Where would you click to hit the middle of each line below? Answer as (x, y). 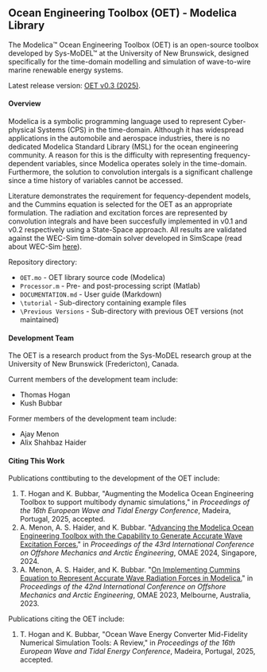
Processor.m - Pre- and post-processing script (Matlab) (110, 286)
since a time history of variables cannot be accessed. (96, 181)
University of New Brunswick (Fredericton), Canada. (94, 364)
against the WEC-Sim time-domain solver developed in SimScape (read (125, 239)
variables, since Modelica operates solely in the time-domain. (146, 164)
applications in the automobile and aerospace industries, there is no (119, 138)
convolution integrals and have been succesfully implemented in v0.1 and (128, 221)
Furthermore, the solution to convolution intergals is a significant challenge (130, 172)
